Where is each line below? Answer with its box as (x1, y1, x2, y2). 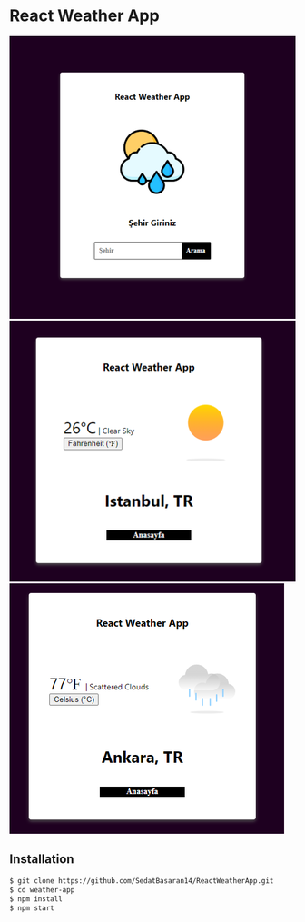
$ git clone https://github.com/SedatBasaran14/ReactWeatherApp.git (9, 877, 274, 886)
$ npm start (9, 904, 54, 913)
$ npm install (9, 895, 64, 904)
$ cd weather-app (9, 886, 75, 895)
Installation (9, 851, 74, 867)
